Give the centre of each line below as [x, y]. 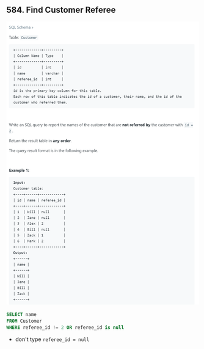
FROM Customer [24, 321]
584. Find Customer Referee [61, 10]
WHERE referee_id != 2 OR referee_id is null [65, 328]
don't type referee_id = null [52, 339]
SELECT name [21, 315]
